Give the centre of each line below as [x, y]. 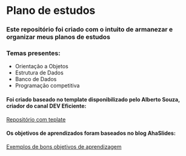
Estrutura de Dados [39, 73]
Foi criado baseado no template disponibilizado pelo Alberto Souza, [93, 99]
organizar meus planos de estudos [58, 37]
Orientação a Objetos [42, 67]
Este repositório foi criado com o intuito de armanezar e [90, 30]
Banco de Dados [36, 79]
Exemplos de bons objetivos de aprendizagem [64, 146]
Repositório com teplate [36, 119]
